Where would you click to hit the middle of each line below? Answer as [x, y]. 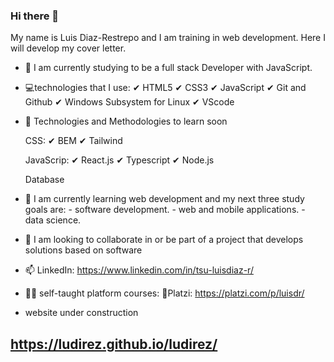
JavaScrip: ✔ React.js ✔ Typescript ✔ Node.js [119, 160]
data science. [53, 220]
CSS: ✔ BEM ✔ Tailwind [73, 141]
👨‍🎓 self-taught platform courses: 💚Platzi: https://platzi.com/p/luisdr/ [164, 293]
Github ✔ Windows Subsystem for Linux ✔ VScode [129, 102]
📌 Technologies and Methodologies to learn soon [126, 121]
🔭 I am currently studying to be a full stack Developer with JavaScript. [168, 68]
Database [44, 180]
